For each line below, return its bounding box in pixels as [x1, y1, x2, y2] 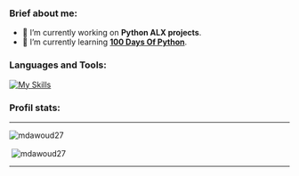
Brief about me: [9, 7, 78, 20]
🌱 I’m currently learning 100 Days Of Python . [21, 36, 188, 47]
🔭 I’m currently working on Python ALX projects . [21, 28, 202, 38]
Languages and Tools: [9, 59, 107, 71]
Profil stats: [9, 101, 61, 114]
